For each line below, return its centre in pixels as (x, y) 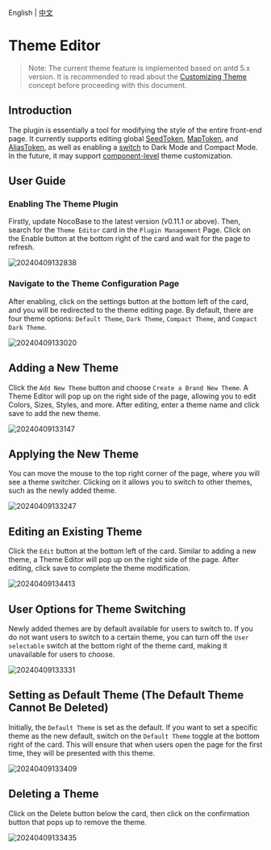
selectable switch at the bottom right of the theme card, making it (118, 645)
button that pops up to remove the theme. (77, 822)
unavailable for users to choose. (62, 654)
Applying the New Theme (74, 454)
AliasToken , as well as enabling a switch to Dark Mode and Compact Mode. (133, 147)
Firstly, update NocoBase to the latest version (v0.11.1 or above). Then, (124, 222)
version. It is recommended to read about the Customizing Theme (138, 77)
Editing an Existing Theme (75, 531)
